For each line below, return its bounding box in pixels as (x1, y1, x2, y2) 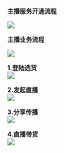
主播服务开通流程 (7, 7, 57, 15)
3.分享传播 (7, 108, 39, 116)
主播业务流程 (7, 35, 44, 43)
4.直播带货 (7, 130, 39, 138)
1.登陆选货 (7, 64, 37, 72)
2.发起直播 (7, 86, 39, 94)
